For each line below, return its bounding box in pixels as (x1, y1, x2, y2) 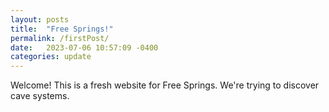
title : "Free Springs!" (10, 24, 114, 34)
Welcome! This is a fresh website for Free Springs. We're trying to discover (10, 79, 320, 91)
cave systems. (10, 90, 70, 102)
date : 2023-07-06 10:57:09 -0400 (10, 42, 159, 53)
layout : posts (10, 14, 70, 25)
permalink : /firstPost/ (10, 33, 110, 43)
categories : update (10, 52, 92, 62)
